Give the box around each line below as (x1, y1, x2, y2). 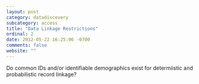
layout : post (6, 8, 39, 15)
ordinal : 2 (6, 31, 34, 37)
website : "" (6, 48, 36, 54)
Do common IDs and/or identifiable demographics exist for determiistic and (6, 64, 194, 71)
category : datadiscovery (6, 14, 69, 20)
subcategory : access (6, 20, 58, 26)
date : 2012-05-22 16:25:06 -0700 (6, 37, 90, 43)
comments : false (6, 43, 47, 49)
